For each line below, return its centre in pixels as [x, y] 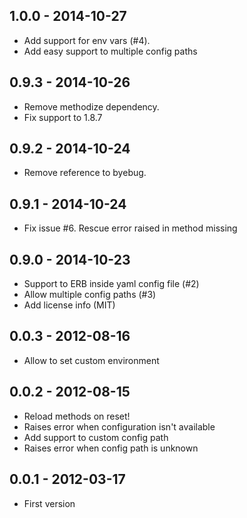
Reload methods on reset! [77, 416]
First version [49, 503]
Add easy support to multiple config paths [110, 51]
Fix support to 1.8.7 [63, 117]
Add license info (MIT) [69, 305]
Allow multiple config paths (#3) [90, 295]
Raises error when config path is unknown [111, 448]
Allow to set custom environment [91, 360]
